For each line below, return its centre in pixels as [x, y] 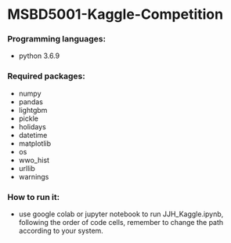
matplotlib [35, 143]
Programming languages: [57, 39]
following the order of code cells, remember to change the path [121, 223]
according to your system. [61, 231]
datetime [33, 135]
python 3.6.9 [39, 56]
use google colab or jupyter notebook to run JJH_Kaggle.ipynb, [121, 214]
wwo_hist [34, 160]
